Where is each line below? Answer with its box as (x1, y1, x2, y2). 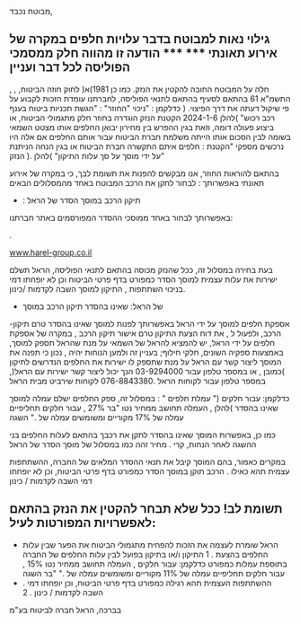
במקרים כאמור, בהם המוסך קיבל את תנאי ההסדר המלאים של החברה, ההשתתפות (9, 456, 286, 467)
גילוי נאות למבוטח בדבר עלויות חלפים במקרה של (9, 31, 270, 47)
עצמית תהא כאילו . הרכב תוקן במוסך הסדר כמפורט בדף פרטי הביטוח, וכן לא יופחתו (9, 465, 290, 477)
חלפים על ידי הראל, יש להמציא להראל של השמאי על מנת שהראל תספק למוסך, (9, 337, 276, 347)
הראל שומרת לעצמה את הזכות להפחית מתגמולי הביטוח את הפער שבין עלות (22, 539, 278, 549)
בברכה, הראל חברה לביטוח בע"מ (9, 604, 122, 615)
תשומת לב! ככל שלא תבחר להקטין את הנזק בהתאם (9, 501, 283, 517)
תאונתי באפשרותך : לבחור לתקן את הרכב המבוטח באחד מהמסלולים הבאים (9, 177, 265, 188)
